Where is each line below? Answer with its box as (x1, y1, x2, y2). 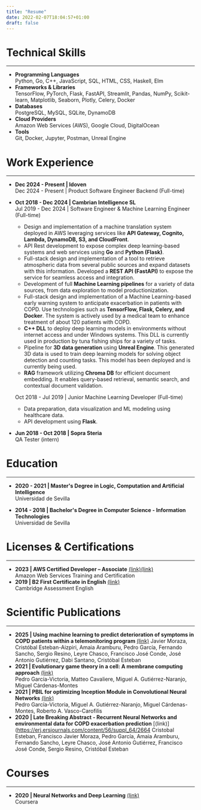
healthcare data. (23, 412, 65, 419)
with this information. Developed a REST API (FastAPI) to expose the (23, 267, 193, 275)
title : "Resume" (6, 8, 47, 15)
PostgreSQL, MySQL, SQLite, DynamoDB (14, 109, 116, 117)
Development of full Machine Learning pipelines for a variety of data (23, 281, 194, 288)
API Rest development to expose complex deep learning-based (23, 242, 180, 249)
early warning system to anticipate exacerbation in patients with (23, 300, 182, 307)
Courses (6, 766, 50, 780)
